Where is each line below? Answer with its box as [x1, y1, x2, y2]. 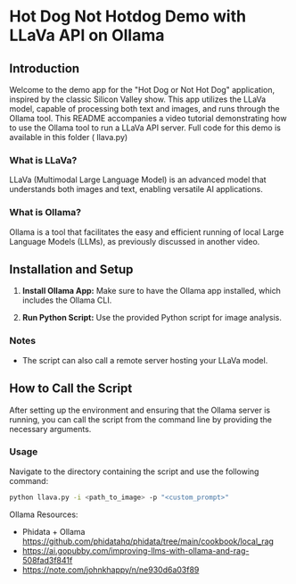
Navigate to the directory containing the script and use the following [9, 466, 259, 477]
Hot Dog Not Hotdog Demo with [9, 6, 247, 27]
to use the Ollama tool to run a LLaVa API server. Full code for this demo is [9, 122, 281, 133]
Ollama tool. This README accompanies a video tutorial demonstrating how [9, 113, 287, 123]
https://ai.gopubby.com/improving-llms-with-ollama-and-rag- [21, 545, 250, 555]
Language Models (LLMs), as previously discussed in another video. [9, 236, 260, 246]
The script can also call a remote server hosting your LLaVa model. [21, 355, 268, 365]
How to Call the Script [9, 381, 133, 396]
